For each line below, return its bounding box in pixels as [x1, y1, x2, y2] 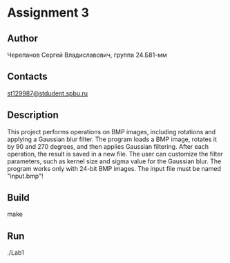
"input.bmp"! [7, 172, 44, 180]
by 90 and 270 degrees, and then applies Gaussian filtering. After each [7, 142, 209, 150]
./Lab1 [7, 248, 24, 257]
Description [7, 109, 59, 121]
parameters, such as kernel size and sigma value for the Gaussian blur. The [7, 157, 222, 165]
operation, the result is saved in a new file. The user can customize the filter [7, 149, 223, 158]
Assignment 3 [7, 5, 90, 21]
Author [7, 33, 38, 44]
